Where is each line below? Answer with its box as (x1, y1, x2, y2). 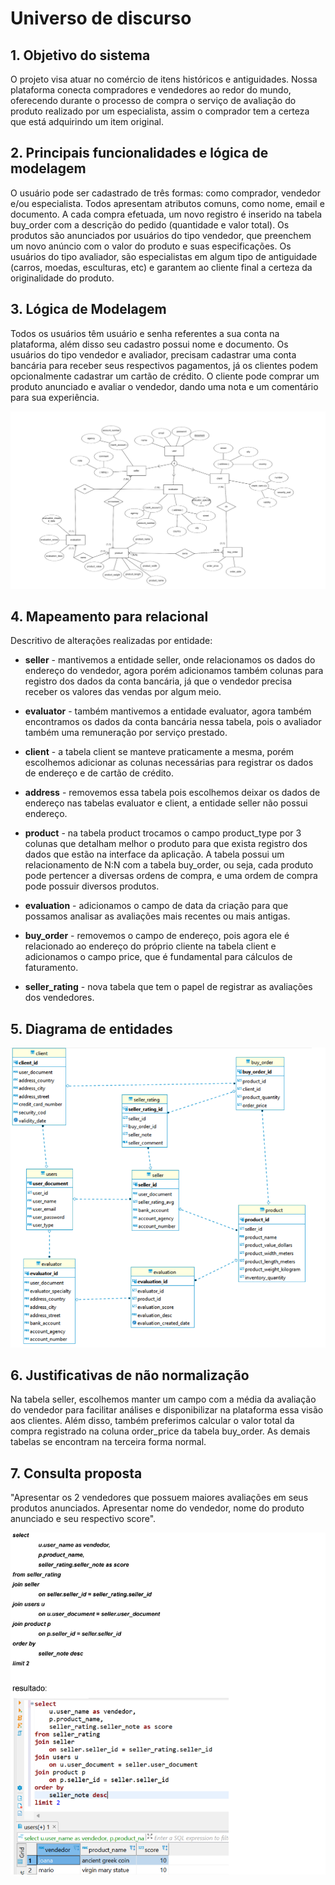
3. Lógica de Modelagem (10, 301, 167, 318)
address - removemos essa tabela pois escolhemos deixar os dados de (24, 787, 321, 799)
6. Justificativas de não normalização (10, 1367, 250, 1384)
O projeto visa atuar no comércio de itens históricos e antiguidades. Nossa (10, 73, 318, 85)
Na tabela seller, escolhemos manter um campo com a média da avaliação (10, 1393, 317, 1406)
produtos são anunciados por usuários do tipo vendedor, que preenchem (10, 229, 312, 241)
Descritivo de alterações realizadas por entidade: (10, 635, 213, 647)
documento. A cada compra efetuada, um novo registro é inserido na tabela (10, 208, 323, 220)
